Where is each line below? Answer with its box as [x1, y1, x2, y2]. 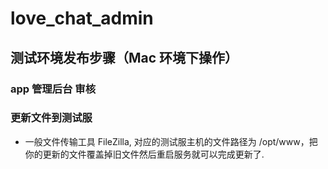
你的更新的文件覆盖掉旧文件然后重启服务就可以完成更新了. [24, 148, 265, 160]
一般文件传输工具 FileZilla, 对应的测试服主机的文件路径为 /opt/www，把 [24, 135, 318, 147]
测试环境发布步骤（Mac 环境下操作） [10, 49, 239, 66]
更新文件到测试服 [10, 111, 93, 125]
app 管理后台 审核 [10, 82, 97, 96]
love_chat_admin [10, 7, 154, 30]
